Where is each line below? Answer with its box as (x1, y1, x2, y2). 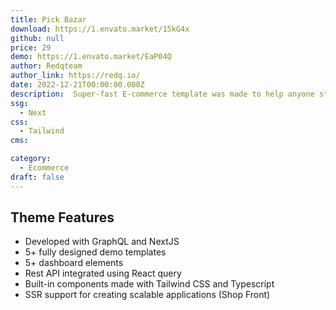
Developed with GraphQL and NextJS (24, 236, 180, 248)
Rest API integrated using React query (24, 267, 182, 280)
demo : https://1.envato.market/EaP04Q (10, 52, 172, 62)
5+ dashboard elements (24, 257, 124, 269)
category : (10, 154, 52, 164)
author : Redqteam (10, 61, 83, 71)
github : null (10, 33, 65, 43)
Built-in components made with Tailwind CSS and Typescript (24, 278, 275, 290)
